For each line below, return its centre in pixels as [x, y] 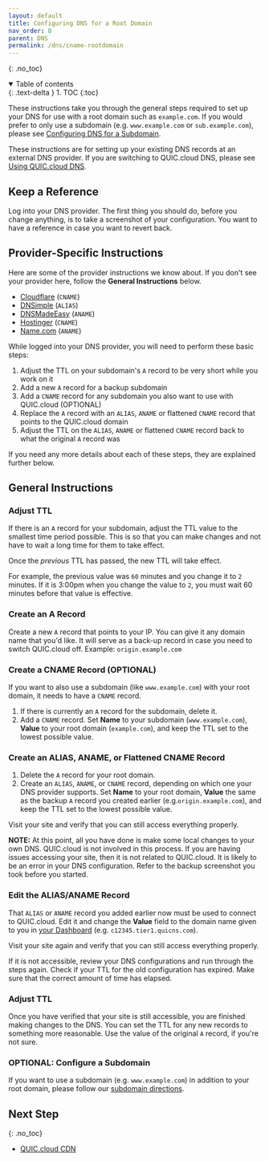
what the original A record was [70, 438]
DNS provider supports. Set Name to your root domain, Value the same [138, 792]
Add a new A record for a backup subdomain [94, 387]
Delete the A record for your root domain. [88, 775]
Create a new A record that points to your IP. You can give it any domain [126, 632]
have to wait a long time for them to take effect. [87, 545]
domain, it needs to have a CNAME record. [75, 696]
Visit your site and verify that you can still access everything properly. [124, 825]
